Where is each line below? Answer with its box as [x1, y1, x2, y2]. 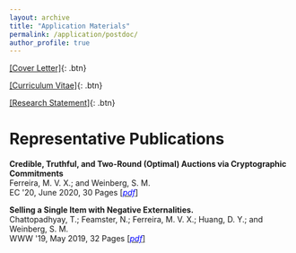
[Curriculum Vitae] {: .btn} [9, 80, 103, 91]
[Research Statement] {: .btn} [9, 98, 116, 109]
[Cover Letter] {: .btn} [9, 63, 87, 74]
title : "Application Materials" [9, 22, 130, 31]
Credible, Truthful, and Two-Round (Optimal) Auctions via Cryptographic [9, 159, 287, 170]
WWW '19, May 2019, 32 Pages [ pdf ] [9, 233, 146, 244]
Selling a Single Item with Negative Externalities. [9, 205, 195, 215]
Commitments [9, 168, 65, 179]
